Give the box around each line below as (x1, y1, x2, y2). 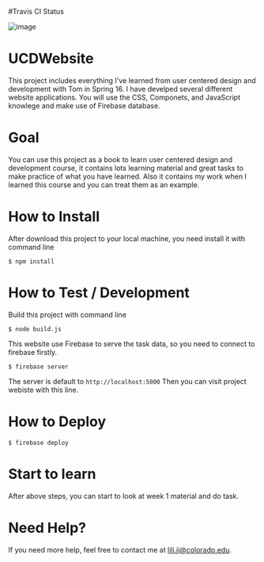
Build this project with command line (8, 310, 126, 319)
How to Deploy (8, 413, 107, 430)
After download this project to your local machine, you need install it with (8, 233, 246, 243)
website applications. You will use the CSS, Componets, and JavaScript (8, 92, 241, 102)
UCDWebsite (8, 50, 94, 68)
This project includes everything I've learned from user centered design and (8, 75, 256, 85)
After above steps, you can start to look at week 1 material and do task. (8, 491, 239, 500)
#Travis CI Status (8, 7, 65, 16)
